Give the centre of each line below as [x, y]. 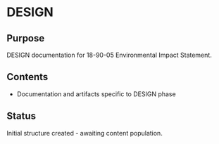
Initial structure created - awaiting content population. [85, 133]
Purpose [26, 38]
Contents [27, 77]
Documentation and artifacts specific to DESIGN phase [96, 94]
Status [21, 116]
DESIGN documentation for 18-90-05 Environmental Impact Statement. [109, 55]
